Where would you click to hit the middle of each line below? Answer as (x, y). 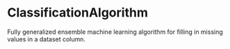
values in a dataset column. (46, 39)
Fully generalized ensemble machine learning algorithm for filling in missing (115, 32)
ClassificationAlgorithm (77, 13)
